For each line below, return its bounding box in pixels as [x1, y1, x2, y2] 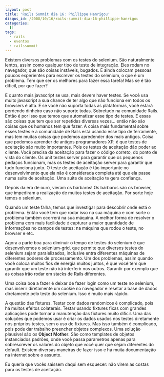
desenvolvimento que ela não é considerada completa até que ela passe [5, 170, 151, 176]
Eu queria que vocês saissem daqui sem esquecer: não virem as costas [5, 361, 149, 367]
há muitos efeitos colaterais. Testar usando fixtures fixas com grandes [5, 305, 146, 311]
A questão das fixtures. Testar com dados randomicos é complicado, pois [5, 300, 154, 306]
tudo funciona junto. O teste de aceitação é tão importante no [5, 164, 129, 171]
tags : [5, 30, 16, 35]
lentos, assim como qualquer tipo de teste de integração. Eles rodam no [5, 62, 150, 68]
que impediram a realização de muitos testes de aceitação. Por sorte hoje [5, 190, 153, 196]
